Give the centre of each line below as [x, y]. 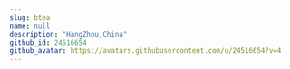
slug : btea [30, 17]
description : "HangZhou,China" [68, 34]
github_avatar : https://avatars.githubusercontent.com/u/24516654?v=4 [145, 51]
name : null [30, 26]
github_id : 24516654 [48, 43]
